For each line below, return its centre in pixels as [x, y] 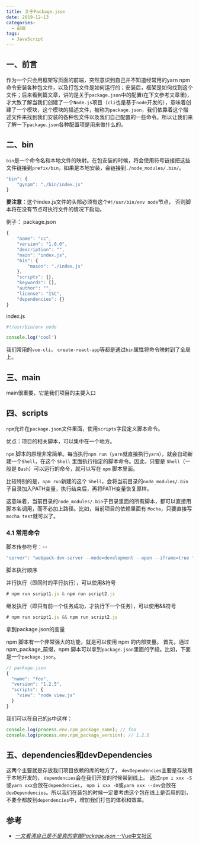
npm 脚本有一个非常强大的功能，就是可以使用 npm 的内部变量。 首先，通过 [98, 642]
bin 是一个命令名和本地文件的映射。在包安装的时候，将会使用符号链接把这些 [98, 160]
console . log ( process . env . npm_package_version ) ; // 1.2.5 [78, 735]
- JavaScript [28, 39]
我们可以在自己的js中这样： [39, 718]
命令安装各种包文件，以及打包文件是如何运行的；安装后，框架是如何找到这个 [99, 87]
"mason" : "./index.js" [55, 266]
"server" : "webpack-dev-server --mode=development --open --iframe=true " [100, 558]
